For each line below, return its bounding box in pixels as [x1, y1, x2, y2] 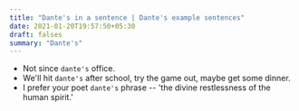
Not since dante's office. [22, 63, 116, 74]
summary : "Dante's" [9, 38, 83, 48]
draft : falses [9, 30, 63, 39]
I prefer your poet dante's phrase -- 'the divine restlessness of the [22, 82, 271, 93]
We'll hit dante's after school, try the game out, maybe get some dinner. [22, 73, 292, 84]
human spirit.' [22, 92, 74, 103]
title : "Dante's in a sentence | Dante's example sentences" [9, 13, 246, 23]
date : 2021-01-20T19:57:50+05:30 [9, 22, 136, 31]
